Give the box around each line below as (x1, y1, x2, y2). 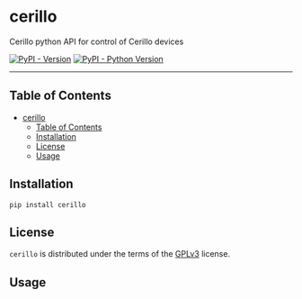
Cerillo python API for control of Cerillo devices (9, 36, 184, 47)
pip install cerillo (9, 200, 87, 209)
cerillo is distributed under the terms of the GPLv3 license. (9, 249, 231, 259)
